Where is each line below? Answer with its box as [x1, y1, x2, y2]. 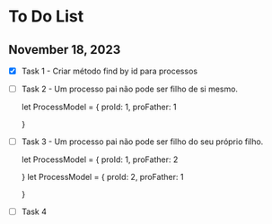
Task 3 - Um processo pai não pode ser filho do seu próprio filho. [21, 136, 264, 147]
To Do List [8, 6, 84, 27]
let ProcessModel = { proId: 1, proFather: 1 [21, 101, 177, 113]
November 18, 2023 [8, 42, 121, 57]
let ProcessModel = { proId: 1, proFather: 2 [21, 154, 179, 165]
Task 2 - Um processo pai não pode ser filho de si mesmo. [21, 83, 239, 95]
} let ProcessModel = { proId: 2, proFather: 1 [21, 172, 184, 183]
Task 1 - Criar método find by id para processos [21, 65, 198, 76]
